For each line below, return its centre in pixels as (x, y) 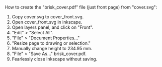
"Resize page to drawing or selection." (51, 43)
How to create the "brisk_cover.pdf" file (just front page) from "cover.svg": (81, 7)
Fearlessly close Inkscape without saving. (54, 59)
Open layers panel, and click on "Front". (52, 27)
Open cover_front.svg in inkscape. (47, 22)
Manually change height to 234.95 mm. (52, 48)
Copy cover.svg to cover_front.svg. (48, 17)
